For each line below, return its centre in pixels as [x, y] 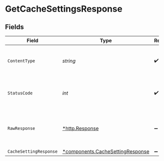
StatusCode [20, 93]
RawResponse [21, 128]
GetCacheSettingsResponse [64, 9]
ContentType [21, 61]
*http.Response [81, 128]
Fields [15, 27]
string [69, 61]
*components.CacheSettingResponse [106, 152]
